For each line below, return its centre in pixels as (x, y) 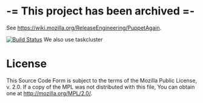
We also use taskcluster (73, 39)
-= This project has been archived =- (101, 11)
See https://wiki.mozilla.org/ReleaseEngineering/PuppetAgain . (84, 28)
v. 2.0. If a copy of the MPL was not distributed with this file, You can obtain (101, 87)
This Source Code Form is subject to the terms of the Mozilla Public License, (102, 80)
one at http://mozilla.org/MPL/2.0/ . (49, 93)
